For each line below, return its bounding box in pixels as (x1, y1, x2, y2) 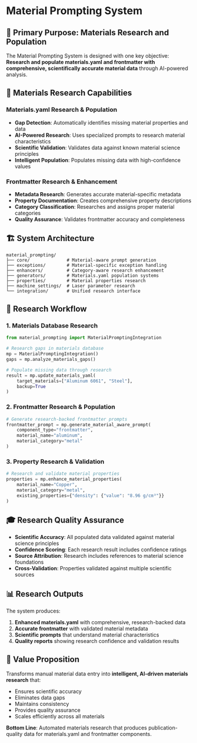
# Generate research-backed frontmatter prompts (6, 416, 128, 422)
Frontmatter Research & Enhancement (6, 178, 118, 186)
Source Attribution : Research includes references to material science (14, 553, 184, 560)
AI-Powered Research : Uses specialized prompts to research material (14, 131, 185, 139)
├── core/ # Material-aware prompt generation (6, 257, 157, 263)
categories (14, 209, 41, 216)
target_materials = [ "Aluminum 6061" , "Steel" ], (16, 378, 133, 384)
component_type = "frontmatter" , (16, 427, 94, 433)
